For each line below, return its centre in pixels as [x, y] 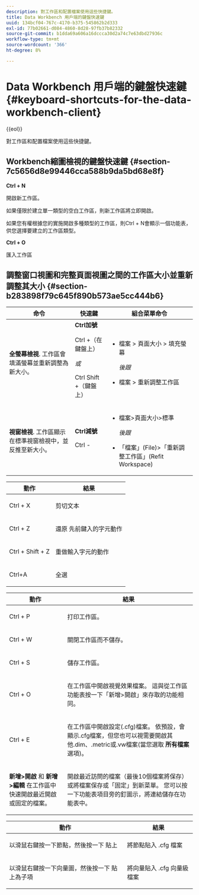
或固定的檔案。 [30, 804]
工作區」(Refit [144, 457]
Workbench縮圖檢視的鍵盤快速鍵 [67, 162]
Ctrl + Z [20, 529]
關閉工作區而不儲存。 [97, 640]
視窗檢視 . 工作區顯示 [38, 432]
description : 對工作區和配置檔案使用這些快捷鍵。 [61, 12]
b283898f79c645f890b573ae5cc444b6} [85, 295]
